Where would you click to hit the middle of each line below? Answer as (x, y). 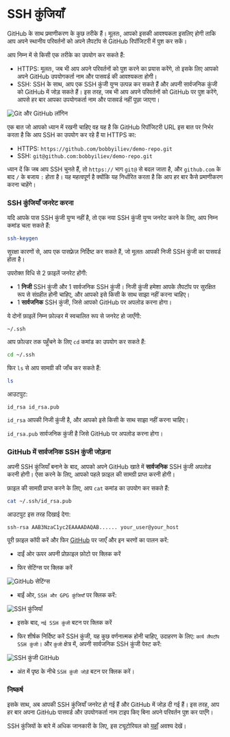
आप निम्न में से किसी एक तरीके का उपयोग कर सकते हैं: (66, 55)
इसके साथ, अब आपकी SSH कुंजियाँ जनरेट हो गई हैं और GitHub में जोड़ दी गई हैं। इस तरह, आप (113, 705)
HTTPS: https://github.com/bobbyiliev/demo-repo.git (94, 148)
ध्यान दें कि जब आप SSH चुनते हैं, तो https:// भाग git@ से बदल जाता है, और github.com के (114, 169)
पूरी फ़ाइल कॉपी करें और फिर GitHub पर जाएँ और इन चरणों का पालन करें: (88, 540)
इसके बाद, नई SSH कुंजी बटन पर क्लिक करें (64, 623)
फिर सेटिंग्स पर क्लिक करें (45, 568)
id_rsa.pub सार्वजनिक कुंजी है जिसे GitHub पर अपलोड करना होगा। (85, 433)
